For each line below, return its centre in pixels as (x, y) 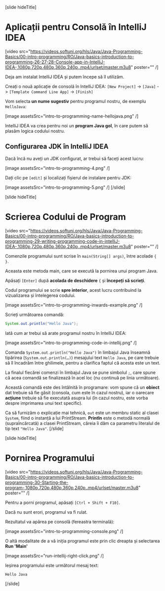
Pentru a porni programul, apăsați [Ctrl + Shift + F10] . (62, 502)
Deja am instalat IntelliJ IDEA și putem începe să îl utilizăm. (65, 77)
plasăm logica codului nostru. (35, 131)
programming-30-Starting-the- (37, 482)
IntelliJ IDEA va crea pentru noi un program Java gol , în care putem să (77, 125)
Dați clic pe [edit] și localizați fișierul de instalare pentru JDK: (68, 177)
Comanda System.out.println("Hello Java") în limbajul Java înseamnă (78, 352)
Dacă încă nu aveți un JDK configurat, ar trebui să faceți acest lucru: (75, 159)
